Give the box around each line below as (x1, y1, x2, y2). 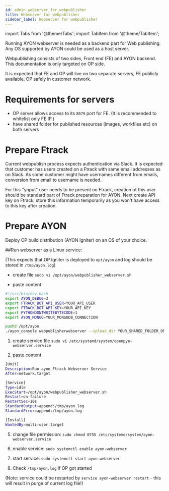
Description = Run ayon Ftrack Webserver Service (5, 366, 107, 371)
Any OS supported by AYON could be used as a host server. (5, 46, 130, 52)
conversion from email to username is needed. (5, 177, 102, 183)
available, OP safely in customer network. (5, 76, 92, 82)
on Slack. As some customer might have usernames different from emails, (5, 172, 158, 178)
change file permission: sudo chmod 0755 (12, 431, 97, 437)
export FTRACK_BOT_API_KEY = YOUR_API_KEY (5, 305, 92, 310)
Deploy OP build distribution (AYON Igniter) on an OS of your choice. (5, 237, 147, 243)
